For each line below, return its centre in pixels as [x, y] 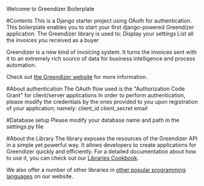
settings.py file [25, 127]
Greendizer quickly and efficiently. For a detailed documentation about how [101, 151]
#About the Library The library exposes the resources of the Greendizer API [102, 138]
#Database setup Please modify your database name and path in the [93, 120]
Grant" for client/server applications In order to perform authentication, [96, 95]
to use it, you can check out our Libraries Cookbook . [73, 158]
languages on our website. [40, 176]
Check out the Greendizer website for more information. [77, 77]
